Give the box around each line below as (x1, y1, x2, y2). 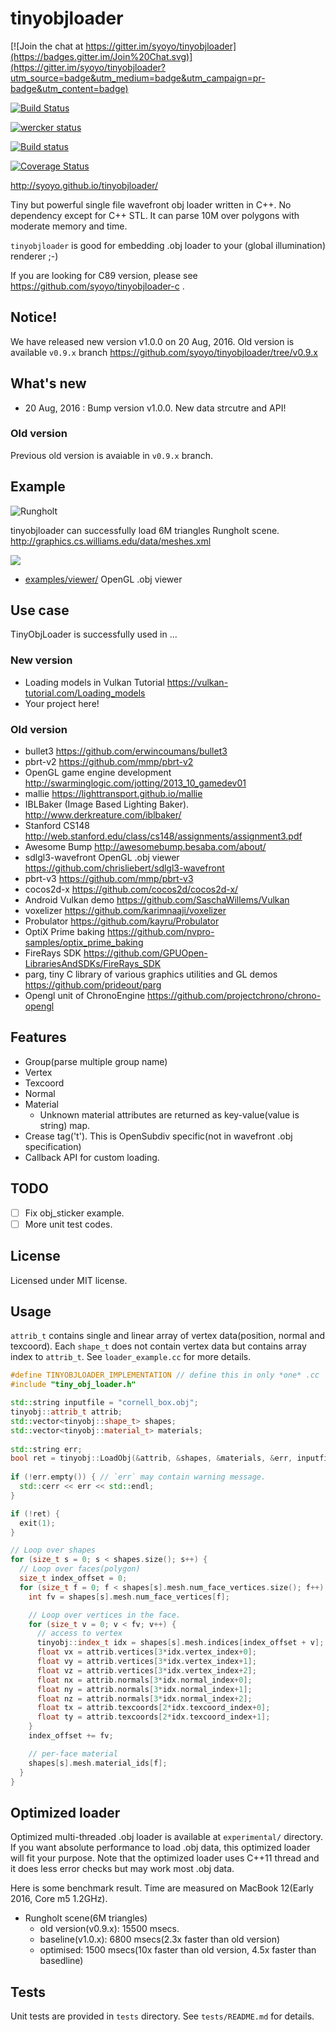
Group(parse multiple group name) (24, 1055, 168, 1067)
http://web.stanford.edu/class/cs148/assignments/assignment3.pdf (24, 830, 303, 842)
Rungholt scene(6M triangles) (24, 1912, 148, 1924)
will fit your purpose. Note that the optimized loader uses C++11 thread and (10, 1852, 320, 1864)
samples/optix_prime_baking (24, 937, 144, 949)
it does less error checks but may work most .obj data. (10, 1863, 235, 1875)
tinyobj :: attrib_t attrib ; (10, 1407, 123, 1417)
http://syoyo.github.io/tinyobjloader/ (10, 179, 159, 191)
